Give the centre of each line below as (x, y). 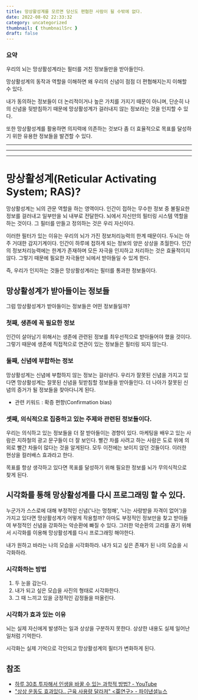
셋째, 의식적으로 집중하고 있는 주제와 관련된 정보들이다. (79, 419)
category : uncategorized (37, 22)
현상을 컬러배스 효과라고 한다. (40, 455)
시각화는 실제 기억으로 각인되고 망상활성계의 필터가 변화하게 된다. (81, 648)
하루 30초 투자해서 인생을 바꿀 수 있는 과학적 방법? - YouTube (86, 684)
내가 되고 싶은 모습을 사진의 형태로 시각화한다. (67, 590)
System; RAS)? (44, 191)
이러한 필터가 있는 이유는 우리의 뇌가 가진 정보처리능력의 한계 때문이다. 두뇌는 (95, 236)
